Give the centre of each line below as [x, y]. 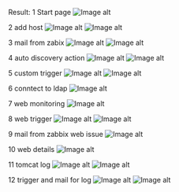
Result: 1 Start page [40, 12]
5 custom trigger [35, 73]
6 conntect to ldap [38, 88]
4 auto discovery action [47, 58]
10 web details [32, 149]
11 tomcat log [30, 164]
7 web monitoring [37, 103]
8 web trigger [30, 119]
